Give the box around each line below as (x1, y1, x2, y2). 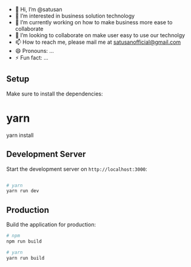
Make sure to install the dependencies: (6, 90, 103, 97)
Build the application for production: (6, 221, 96, 228)
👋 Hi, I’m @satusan (15, 6, 62, 13)
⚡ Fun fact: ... (15, 54, 49, 61)
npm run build (6, 238, 42, 244)
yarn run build (6, 255, 45, 261)
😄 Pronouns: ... (15, 47, 55, 54)
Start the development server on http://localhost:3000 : (6, 165, 147, 173)
